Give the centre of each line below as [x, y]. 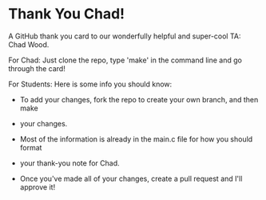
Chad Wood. [29, 44]
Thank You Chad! [67, 14]
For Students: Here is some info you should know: [90, 84]
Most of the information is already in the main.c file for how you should [136, 139]
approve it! [38, 187]
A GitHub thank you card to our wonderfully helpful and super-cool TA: [125, 36]
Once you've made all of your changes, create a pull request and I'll [131, 178]
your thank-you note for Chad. [69, 163]
